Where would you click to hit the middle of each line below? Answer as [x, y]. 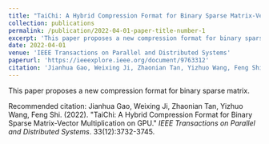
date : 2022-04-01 [37, 46]
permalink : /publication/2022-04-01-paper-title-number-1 [107, 30]
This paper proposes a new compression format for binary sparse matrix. [129, 90]
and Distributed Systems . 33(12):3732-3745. [82, 131]
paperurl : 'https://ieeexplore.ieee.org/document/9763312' [109, 61]
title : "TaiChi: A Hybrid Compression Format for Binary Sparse [118, 16]
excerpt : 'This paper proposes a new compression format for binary [125, 38]
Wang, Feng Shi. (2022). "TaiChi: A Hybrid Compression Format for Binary [130, 114]
